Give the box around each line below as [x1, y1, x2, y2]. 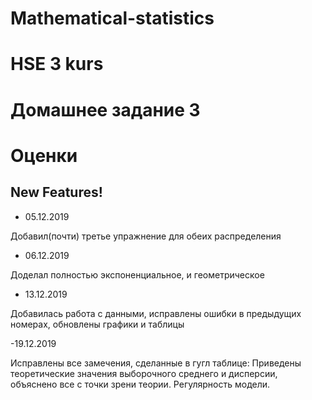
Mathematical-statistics [10, 7, 215, 30]
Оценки [10, 144, 78, 167]
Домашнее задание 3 [10, 98, 201, 121]
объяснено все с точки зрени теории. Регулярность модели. [10, 378, 271, 390]
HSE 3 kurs [10, 53, 104, 76]
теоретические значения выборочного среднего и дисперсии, [10, 367, 278, 379]
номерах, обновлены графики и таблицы [10, 318, 185, 330]
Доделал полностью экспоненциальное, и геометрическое [10, 268, 265, 281]
